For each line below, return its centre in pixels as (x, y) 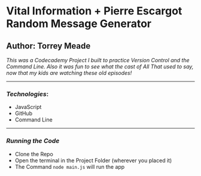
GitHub (24, 113)
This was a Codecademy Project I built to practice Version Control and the (98, 60)
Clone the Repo (34, 154)
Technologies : (28, 94)
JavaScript (28, 107)
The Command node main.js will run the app (70, 166)
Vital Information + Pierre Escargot (94, 11)
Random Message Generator (79, 24)
